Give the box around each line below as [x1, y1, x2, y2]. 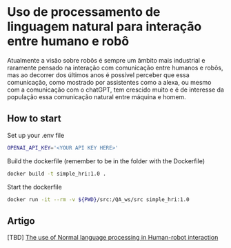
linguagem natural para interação [7, 19, 202, 34]
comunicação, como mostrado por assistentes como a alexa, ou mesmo [7, 78, 212, 86]
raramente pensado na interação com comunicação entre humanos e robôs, [7, 63, 223, 72]
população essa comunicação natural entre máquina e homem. [7, 92, 186, 101]
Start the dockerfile [7, 183, 62, 191]
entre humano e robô [7, 34, 130, 49]
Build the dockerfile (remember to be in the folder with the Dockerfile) [7, 156, 205, 165]
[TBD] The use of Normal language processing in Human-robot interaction [7, 234, 219, 242]
